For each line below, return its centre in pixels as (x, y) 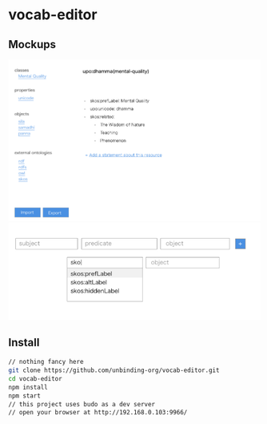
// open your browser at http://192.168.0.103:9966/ (98, 413)
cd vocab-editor (35, 378)
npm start (25, 396)
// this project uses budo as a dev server (82, 404)
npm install (28, 387)
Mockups (32, 44)
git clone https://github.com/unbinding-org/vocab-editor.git (114, 370)
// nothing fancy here (46, 362)
